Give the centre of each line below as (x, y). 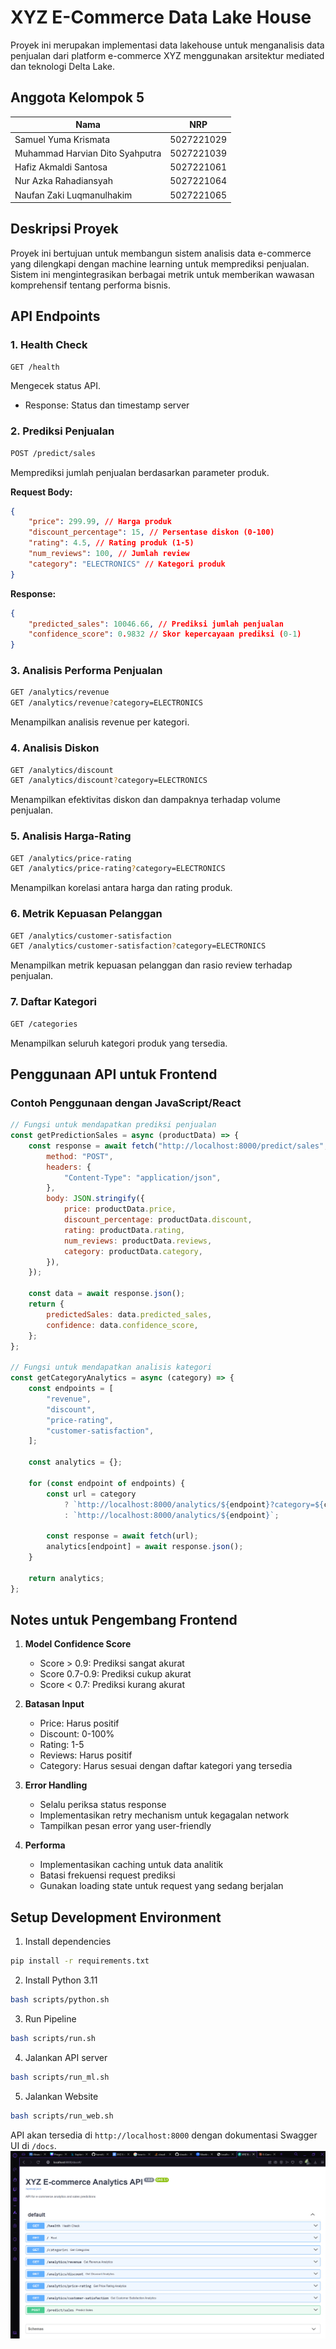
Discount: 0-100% (77, 1734)
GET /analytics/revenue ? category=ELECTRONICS (106, 703)
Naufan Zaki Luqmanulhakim (73, 195)
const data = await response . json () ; (107, 1294)
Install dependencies (68, 1942)
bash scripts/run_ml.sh (60, 2077)
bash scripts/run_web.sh (62, 2116)
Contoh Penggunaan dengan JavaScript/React (126, 1103)
